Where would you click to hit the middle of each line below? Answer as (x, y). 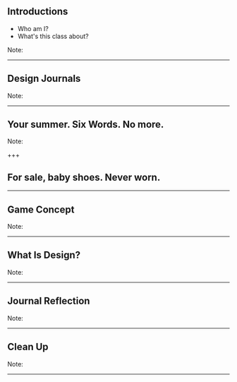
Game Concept (41, 209)
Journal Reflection (49, 301)
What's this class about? (53, 36)
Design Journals (44, 79)
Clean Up (28, 347)
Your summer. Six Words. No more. (86, 125)
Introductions (38, 12)
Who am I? (33, 28)
